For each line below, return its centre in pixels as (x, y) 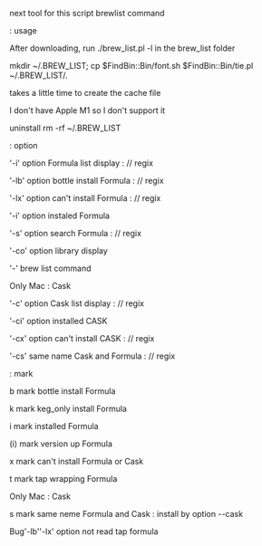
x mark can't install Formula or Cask (77, 461)
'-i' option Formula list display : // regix (82, 163)
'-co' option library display (59, 251)
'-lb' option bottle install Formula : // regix (87, 181)
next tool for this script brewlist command (87, 13)
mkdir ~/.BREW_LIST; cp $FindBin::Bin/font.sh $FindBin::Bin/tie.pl (131, 66)
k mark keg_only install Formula (68, 408)
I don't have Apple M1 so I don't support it (87, 110)
